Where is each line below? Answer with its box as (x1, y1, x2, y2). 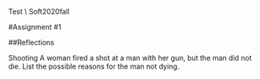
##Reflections (8, 38, 54, 47)
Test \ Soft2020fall (8, 7, 70, 16)
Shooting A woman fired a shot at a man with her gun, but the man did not (8, 53, 252, 62)
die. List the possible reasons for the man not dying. (8, 61, 180, 71)
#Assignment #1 (8, 22, 62, 31)
